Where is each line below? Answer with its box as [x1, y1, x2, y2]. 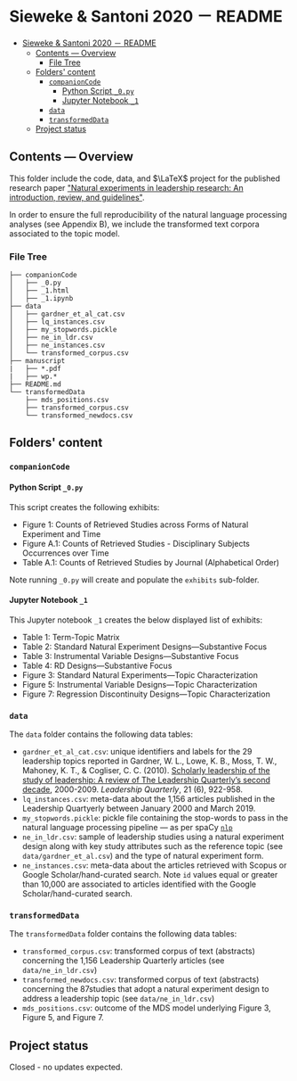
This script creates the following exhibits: [9, 501, 160, 512]
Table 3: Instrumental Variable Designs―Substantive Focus [21, 650, 239, 661]
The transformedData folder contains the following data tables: [9, 928, 237, 939]
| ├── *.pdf [9, 365, 62, 374]
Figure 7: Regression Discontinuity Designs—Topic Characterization [21, 689, 271, 699]
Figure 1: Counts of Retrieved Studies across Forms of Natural [21, 519, 249, 530]
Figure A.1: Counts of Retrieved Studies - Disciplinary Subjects [21, 538, 251, 549]
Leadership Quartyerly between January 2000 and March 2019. [21, 803, 256, 814]
